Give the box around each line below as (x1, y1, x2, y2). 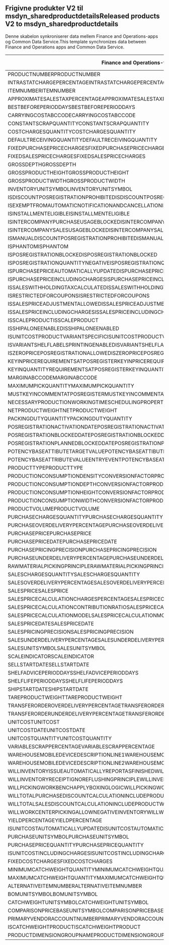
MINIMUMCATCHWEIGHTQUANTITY (8, 866, 95, 873)
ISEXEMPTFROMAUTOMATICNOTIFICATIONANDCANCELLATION (8, 202, 162, 209)
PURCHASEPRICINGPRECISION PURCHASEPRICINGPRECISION (8, 546, 157, 553)
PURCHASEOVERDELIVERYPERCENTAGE (8, 522, 106, 529)
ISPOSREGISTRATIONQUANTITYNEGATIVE (8, 259, 110, 266)
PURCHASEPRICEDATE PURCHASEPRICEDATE (8, 538, 117, 545)
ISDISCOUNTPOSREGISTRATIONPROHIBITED (8, 194, 116, 201)
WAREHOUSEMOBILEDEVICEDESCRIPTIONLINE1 (8, 751, 125, 758)
